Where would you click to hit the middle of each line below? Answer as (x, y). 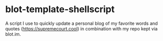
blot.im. (13, 34)
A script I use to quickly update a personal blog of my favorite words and (81, 23)
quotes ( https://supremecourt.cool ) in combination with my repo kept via (81, 28)
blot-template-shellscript (60, 9)
